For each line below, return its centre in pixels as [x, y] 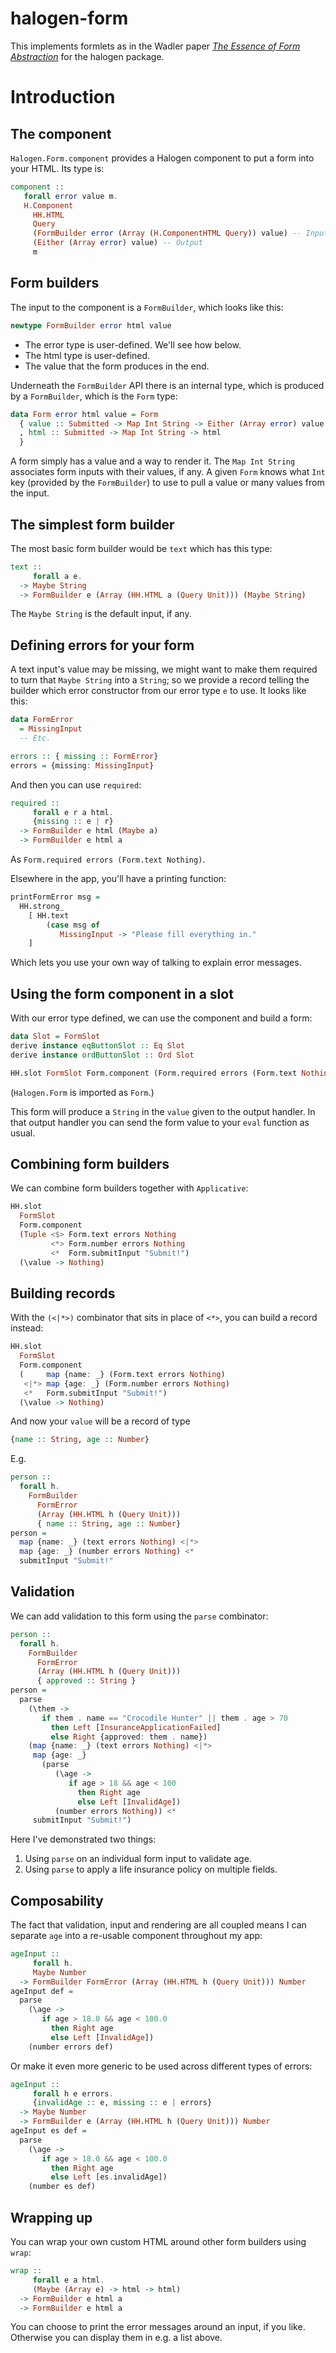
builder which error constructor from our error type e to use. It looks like [158, 691]
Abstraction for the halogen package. [87, 56]
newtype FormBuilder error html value [91, 325]
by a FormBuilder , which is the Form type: [94, 396]
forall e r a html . [73, 812]
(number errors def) [71, 2047]
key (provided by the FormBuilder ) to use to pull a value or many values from [167, 483]
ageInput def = [42, 1991]
